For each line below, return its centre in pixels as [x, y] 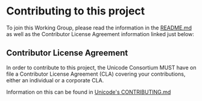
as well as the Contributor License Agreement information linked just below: [100, 34]
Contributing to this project [76, 11]
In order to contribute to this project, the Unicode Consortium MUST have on [101, 67]
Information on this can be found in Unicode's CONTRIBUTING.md [89, 92]
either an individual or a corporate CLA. [55, 80]
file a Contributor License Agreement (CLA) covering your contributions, [96, 74]
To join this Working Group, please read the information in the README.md [99, 28]
